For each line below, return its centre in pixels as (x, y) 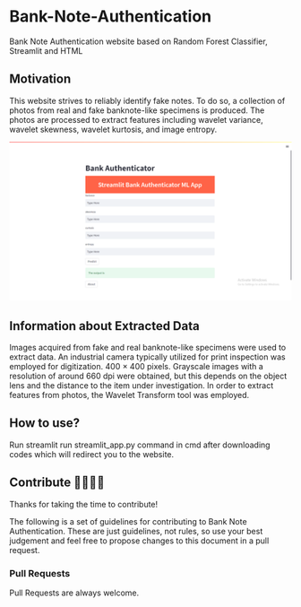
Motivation (40, 79)
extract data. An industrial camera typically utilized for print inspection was (147, 357)
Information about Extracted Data (104, 326)
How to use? (45, 423)
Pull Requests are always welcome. (74, 593)
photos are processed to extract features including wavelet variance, (136, 119)
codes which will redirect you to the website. (92, 454)
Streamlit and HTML (46, 50)
